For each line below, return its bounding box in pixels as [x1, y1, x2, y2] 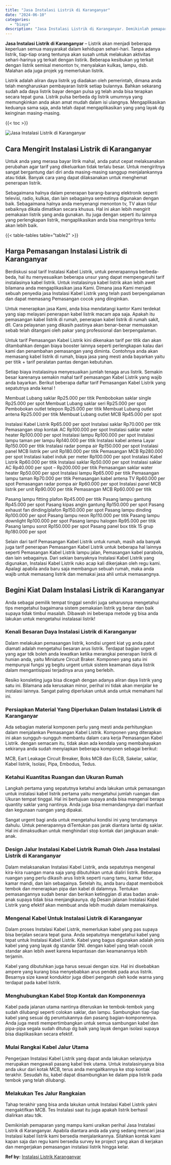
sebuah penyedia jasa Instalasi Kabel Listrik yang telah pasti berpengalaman [5, 290, 165, 296]
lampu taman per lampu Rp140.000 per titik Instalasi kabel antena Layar [5, 437, 155, 443]
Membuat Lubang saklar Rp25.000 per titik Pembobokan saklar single [5, 395, 152, 401]
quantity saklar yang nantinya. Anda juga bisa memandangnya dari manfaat [5, 802, 163, 808]
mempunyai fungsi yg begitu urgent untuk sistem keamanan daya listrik [5, 662, 155, 668]
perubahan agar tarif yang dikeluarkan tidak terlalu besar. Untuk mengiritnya [5, 163, 165, 169]
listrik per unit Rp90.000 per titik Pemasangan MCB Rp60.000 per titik [5, 486, 152, 492]
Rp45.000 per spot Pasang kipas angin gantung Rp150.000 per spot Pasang [5, 501, 164, 507]
